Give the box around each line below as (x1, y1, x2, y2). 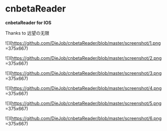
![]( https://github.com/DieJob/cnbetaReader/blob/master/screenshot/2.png (5, 55, 162, 61)
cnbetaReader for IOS (5, 20, 52, 26)
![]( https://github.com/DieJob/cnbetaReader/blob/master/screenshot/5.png (5, 100, 162, 106)
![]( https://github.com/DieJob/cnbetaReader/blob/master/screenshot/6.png (5, 115, 162, 121)
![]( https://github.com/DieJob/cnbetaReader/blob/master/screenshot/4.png (5, 85, 162, 91)
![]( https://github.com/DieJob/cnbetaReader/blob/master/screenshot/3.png (5, 70, 162, 76)
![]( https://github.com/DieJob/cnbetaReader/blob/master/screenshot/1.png (5, 40, 161, 46)
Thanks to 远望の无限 (5, 30, 49, 36)
